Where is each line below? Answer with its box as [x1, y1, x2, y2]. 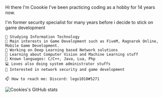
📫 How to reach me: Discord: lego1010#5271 [5, 76, 100, 81]
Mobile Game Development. [5, 43, 59, 48]
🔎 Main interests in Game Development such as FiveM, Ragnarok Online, [5, 39, 158, 44]
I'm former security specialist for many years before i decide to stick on [5, 20, 153, 25]
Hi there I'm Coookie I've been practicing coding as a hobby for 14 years [5, 5, 155, 10]
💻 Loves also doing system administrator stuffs [5, 61, 111, 66]
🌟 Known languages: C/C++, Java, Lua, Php [5, 56, 96, 61]
